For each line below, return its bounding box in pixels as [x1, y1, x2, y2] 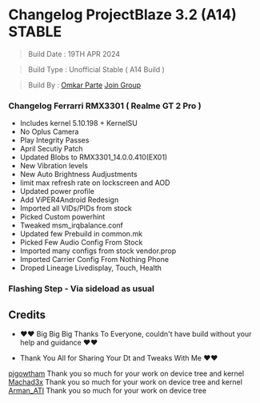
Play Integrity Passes [19, 135, 90, 145]
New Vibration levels [19, 161, 88, 171]
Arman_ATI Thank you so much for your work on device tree [8, 385, 206, 395]
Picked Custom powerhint [19, 212, 106, 222]
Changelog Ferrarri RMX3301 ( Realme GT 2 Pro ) [8, 100, 202, 111]
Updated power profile [19, 187, 94, 196]
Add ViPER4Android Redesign [19, 195, 119, 205]
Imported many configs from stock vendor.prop [19, 246, 177, 256]
